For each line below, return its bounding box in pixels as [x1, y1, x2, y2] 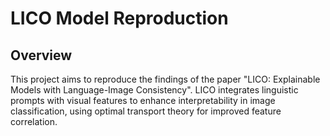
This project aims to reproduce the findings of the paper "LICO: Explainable [10, 73, 321, 85]
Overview [10, 47, 73, 64]
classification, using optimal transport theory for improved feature [10, 105, 282, 117]
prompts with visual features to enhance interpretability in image [10, 95, 276, 106]
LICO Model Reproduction [10, 7, 229, 30]
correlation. [10, 116, 58, 127]
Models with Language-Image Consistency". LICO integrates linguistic [10, 84, 299, 96]
